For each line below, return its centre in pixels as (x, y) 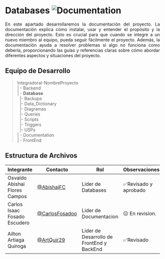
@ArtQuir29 (51, 240)
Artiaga (16, 240)
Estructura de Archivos (41, 156)
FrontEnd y (94, 243)
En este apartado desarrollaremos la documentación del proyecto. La (82, 24)
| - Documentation (36, 135)
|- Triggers (30, 124)
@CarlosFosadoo (57, 213)
